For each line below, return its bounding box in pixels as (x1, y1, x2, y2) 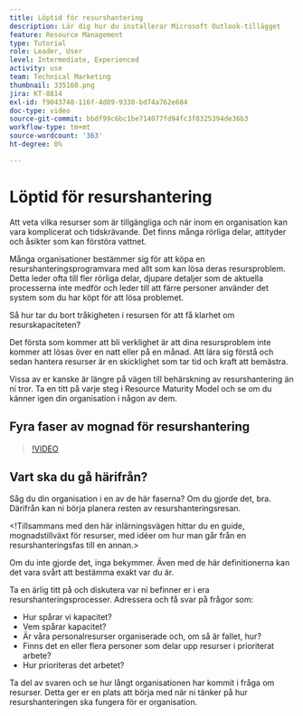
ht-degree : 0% (9, 140, 63, 149)
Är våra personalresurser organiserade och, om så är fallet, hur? (22, 631, 262, 642)
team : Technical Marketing (9, 73, 111, 82)
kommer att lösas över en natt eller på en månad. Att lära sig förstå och (9, 346, 274, 357)
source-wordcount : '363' (9, 131, 103, 140)
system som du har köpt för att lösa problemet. (9, 292, 184, 303)
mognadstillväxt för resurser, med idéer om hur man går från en (9, 530, 247, 541)
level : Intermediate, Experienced (9, 55, 140, 64)
